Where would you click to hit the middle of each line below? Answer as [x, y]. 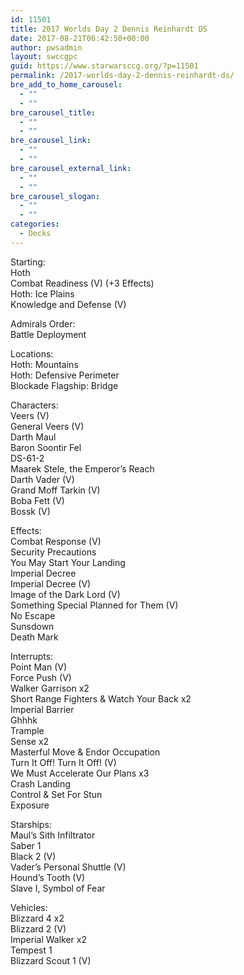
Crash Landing [40, 783]
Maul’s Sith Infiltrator [53, 835]
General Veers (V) [47, 426]
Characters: [34, 405]
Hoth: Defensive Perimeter [65, 375]
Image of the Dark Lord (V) [65, 594]
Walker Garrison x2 [50, 688]
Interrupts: [32, 656]
